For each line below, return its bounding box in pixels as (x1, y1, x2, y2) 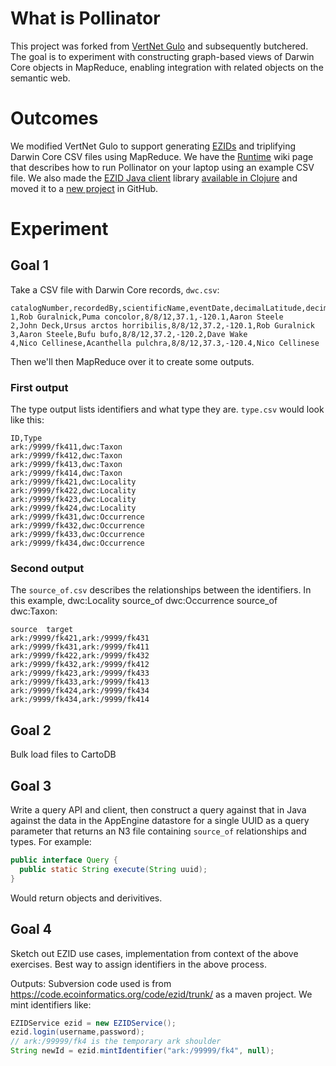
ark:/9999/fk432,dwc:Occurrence (10, 521, 145, 531)
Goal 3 (10, 777, 52, 794)
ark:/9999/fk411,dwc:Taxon (10, 442, 123, 452)
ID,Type (10, 433, 43, 444)
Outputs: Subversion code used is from (10, 977, 172, 989)
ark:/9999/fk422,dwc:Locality (10, 486, 137, 496)
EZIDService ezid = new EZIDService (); (10, 1018, 177, 1028)
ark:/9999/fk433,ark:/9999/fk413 (10, 677, 150, 687)
